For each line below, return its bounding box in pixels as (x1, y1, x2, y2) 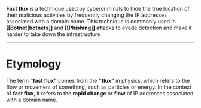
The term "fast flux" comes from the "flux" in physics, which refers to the (6, 77, 190, 84)
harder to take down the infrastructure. (6, 31, 102, 38)
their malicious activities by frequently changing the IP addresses (6, 11, 167, 19)
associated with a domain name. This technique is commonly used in (6, 18, 176, 25)
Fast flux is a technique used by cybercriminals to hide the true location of (6, 5, 190, 12)
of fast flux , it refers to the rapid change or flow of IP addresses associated (6, 89, 194, 97)
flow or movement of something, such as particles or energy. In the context (6, 83, 192, 91)
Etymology (6, 57, 62, 71)
